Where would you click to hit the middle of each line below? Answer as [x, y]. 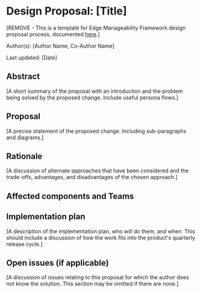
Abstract [23, 77]
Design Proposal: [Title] [67, 11]
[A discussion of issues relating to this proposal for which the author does [98, 277]
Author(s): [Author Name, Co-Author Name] [60, 46]
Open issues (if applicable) [58, 263]
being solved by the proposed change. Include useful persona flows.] [92, 97]
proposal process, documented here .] [53, 34]
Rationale [24, 156]
